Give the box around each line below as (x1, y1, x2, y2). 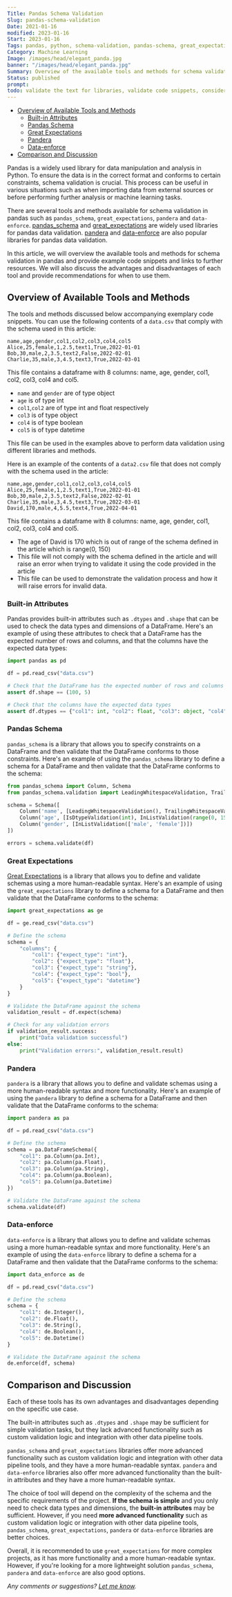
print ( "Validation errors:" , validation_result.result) (19, 1047, 184, 1054)
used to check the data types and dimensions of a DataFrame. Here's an (7, 622, 213, 630)
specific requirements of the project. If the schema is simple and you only (7, 1497, 219, 1505)
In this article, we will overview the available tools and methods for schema (7, 250, 220, 258)
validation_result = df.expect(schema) (7, 1009, 122, 1016)
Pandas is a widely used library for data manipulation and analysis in (7, 164, 202, 172)
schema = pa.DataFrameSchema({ (7, 1146, 97, 1153)
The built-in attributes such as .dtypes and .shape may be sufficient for (7, 1419, 209, 1427)
